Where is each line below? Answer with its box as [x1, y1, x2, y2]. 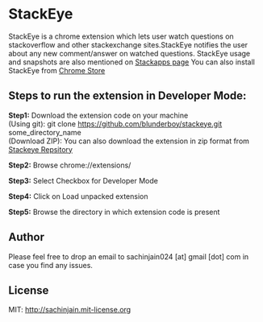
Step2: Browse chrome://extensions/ [8, 160, 131, 170]
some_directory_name [8, 127, 82, 137]
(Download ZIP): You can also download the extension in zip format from [8, 136, 250, 146]
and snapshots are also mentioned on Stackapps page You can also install [8, 57, 256, 67]
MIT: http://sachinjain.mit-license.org [8, 305, 131, 315]
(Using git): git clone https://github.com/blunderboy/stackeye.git [8, 118, 223, 129]
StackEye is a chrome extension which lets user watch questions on [8, 31, 234, 41]
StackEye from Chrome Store [8, 65, 106, 75]
